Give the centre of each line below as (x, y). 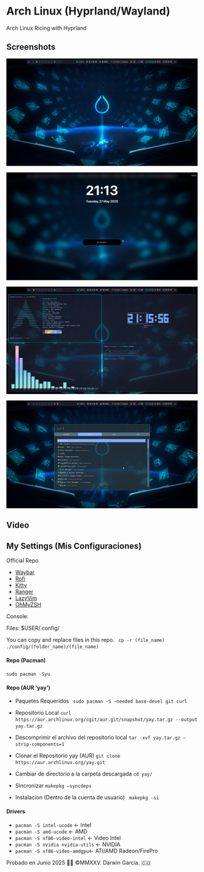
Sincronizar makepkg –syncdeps (53, 786)
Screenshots (31, 47)
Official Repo (22, 560)
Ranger (24, 591)
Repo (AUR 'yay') (28, 687)
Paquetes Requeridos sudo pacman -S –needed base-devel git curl (101, 701)
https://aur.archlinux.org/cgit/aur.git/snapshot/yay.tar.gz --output (106, 720)
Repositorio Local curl (43, 713)
